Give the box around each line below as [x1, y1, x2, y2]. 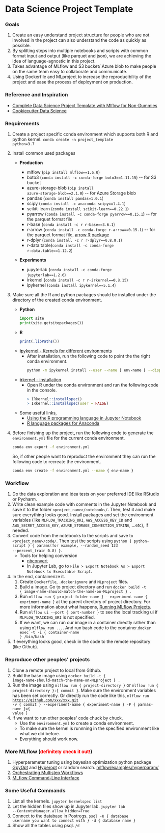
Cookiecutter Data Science [12, 108, 67, 113]
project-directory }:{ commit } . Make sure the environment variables [12, 687, 156, 693]
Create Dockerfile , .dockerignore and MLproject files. [19, 579, 129, 585]
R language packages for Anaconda [27, 420, 100, 426]
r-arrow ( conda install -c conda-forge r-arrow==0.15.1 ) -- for [27, 227, 156, 233]
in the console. [27, 387, 57, 393]
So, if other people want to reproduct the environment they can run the [12, 453, 156, 460]
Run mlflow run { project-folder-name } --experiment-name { [19, 593, 148, 600]
